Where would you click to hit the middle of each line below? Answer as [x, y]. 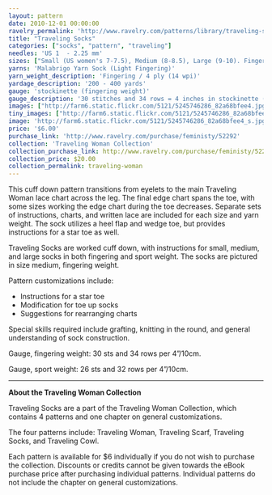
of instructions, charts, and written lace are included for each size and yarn [134, 215]
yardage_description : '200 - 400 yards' [78, 83]
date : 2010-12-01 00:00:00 [54, 23]
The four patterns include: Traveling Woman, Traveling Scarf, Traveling [126, 433]
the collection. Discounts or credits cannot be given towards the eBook [127, 465]
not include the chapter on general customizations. [93, 483]
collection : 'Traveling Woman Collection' [81, 144]
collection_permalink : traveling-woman [76, 167]
